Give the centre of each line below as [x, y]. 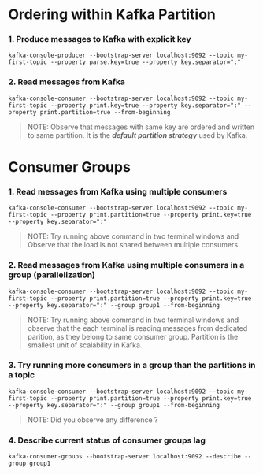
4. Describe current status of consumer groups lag [107, 440]
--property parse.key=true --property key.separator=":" [146, 62]
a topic [22, 375]
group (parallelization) [52, 275]
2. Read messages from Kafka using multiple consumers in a [126, 265]
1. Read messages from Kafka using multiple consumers [118, 191]
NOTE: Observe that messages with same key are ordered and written [141, 127]
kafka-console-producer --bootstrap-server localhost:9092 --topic [121, 56]
